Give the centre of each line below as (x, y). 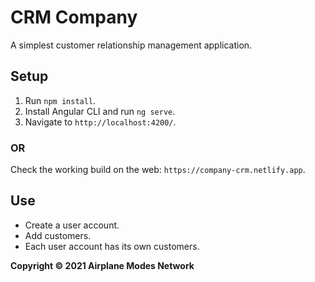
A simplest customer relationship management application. (131, 45)
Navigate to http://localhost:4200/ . (100, 122)
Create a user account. (72, 225)
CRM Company (74, 17)
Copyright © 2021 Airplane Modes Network (102, 265)
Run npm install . (60, 100)
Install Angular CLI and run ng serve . (100, 111)
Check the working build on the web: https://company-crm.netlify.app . (158, 170)
